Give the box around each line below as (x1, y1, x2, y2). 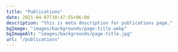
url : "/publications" (6, 36, 61, 42)
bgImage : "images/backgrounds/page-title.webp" (6, 25, 128, 32)
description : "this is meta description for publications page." (6, 20, 173, 26)
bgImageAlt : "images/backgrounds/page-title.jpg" (6, 31, 133, 37)
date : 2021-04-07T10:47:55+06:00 (6, 14, 90, 20)
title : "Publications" (6, 8, 63, 15)
